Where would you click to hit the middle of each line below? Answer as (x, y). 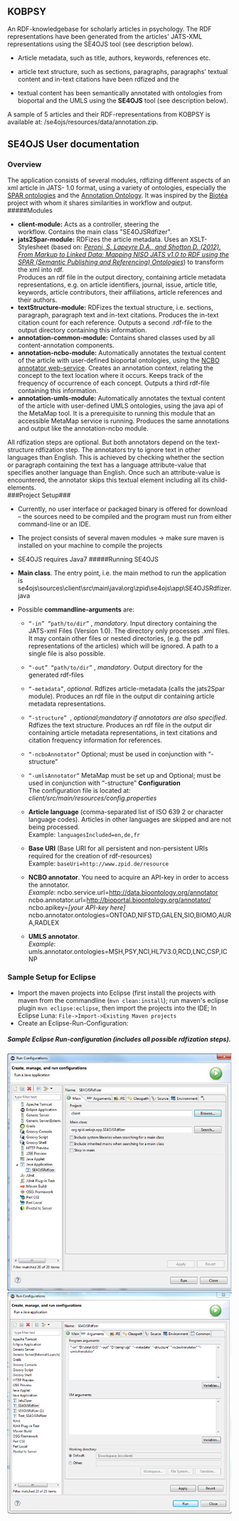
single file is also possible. (67, 653)
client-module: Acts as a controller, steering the (88, 224)
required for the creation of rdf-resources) (90, 856)
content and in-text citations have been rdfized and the (98, 79)
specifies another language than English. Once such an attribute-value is (114, 472)
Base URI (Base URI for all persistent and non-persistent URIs (118, 848)
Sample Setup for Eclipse (52, 977)
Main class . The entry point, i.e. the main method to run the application (122, 573)
